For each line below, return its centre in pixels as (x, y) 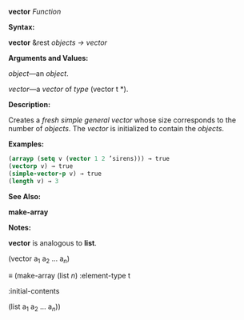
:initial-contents (34, 291)
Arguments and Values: (48, 58)
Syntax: (22, 27)
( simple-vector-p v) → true (55, 174)
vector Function (35, 12)
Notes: (20, 227)
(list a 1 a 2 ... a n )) (35, 308)
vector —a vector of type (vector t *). (68, 89)
